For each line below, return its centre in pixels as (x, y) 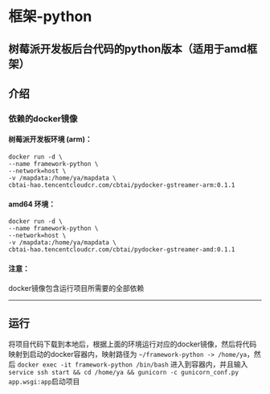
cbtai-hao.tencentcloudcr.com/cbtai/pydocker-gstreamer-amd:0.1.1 (122, 250)
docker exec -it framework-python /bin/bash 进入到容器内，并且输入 (133, 364)
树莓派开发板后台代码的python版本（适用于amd (128, 49)
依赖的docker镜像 (43, 118)
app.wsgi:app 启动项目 (44, 382)
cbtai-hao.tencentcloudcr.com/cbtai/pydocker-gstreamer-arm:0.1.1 (122, 185)
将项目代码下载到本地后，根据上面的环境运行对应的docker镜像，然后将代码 (133, 344)
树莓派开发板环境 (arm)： (50, 139)
